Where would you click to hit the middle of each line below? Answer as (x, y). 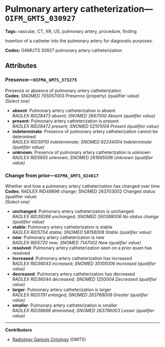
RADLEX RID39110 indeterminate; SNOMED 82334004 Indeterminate (82, 142)
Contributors (19, 330)
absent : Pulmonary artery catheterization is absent (64, 110)
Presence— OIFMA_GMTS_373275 (41, 80)
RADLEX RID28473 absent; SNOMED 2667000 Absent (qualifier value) (84, 116)
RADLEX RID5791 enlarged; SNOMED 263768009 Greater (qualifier (80, 295)
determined (24, 137)
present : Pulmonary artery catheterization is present (65, 121)
